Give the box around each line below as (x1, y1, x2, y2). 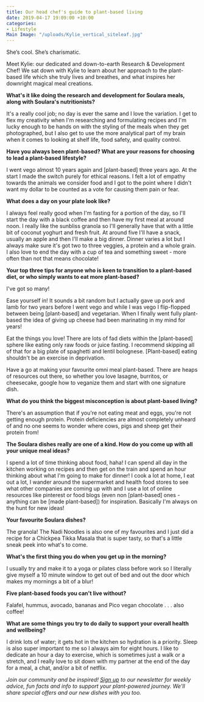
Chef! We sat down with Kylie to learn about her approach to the (6, 67, 167, 74)
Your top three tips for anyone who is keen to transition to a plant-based (6, 267, 192, 274)
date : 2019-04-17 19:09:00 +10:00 (6, 15, 94, 21)
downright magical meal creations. (6, 80, 93, 87)
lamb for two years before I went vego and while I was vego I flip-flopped (6, 303, 191, 311)
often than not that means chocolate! (6, 255, 99, 262)
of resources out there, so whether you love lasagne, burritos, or (6, 372, 169, 380)
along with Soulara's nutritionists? (6, 98, 96, 106)
